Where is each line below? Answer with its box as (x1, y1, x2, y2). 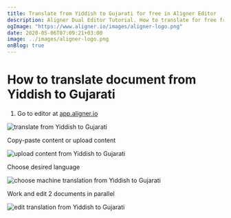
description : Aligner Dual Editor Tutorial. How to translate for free (7, 17, 217, 23)
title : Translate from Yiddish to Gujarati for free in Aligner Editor (7, 10, 217, 17)
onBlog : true (7, 42, 45, 49)
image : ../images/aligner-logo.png (7, 36, 109, 43)
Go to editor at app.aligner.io (16, 109, 98, 117)
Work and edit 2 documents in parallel (7, 189, 115, 197)
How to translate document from (7, 72, 197, 88)
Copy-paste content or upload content (7, 136, 116, 144)
